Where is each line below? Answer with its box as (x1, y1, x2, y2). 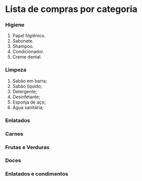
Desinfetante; (12, 93, 40, 99)
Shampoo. (12, 43, 34, 49)
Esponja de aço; (12, 99, 46, 105)
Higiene (5, 21, 25, 28)
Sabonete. (12, 38, 34, 44)
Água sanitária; (12, 104, 44, 110)
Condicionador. (12, 48, 44, 54)
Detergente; (12, 88, 37, 94)
